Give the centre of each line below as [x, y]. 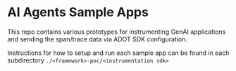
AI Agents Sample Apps [78, 12]
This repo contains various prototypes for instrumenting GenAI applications [117, 32]
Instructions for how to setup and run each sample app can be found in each [118, 53]
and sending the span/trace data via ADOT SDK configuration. [98, 39]
